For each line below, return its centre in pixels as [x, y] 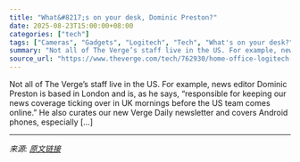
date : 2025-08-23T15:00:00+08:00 [71, 26]
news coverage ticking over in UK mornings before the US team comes [140, 103]
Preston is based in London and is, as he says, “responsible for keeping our [148, 93]
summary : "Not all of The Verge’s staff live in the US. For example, [143, 51]
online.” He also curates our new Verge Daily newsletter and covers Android [149, 113]
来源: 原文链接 [35, 149]
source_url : [31, 59]
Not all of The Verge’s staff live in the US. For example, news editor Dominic [148, 84]
